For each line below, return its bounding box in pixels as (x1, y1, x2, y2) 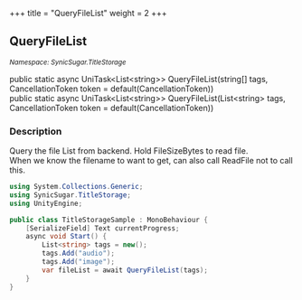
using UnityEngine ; (9, 199, 83, 208)
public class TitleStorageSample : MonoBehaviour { (9, 215, 208, 224)
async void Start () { (25, 232, 107, 241)
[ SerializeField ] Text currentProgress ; (25, 223, 180, 233)
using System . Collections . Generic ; (9, 183, 144, 192)
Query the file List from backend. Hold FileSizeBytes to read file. (9, 145, 249, 156)
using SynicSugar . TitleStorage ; (9, 190, 131, 200)
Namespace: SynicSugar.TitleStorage (9, 58, 127, 67)
